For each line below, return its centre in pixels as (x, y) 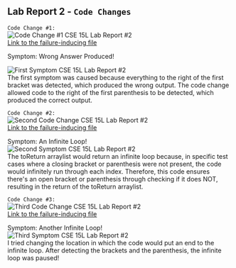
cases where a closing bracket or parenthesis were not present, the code (114, 164)
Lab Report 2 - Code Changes (69, 12)
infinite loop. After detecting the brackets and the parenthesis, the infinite (114, 250)
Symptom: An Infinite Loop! (47, 141)
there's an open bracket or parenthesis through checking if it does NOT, (113, 179)
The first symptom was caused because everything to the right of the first (116, 77)
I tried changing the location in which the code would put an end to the (111, 242)
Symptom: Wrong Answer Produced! (61, 56)
